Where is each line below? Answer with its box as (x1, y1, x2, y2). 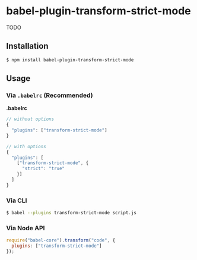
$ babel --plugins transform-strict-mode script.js (6, 210, 136, 216)
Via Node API (6, 224, 45, 232)
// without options (6, 116, 55, 123)
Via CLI (6, 196, 27, 205)
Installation (6, 41, 49, 51)
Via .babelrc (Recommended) (6, 91, 93, 99)
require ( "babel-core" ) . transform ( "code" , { (6, 237, 116, 243)
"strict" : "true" (21, 165, 65, 172)
